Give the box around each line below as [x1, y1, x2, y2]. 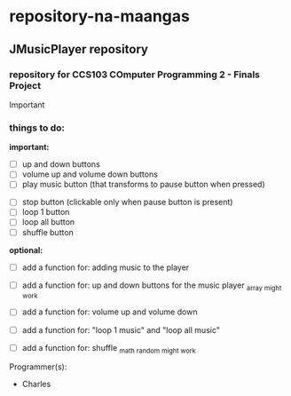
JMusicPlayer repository [9, 42, 149, 57]
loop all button [21, 217, 75, 227]
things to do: [9, 122, 65, 134]
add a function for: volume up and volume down [21, 306, 198, 317]
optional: [9, 244, 43, 255]
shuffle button [21, 226, 74, 237]
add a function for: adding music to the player [21, 262, 190, 273]
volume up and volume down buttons [21, 169, 158, 179]
